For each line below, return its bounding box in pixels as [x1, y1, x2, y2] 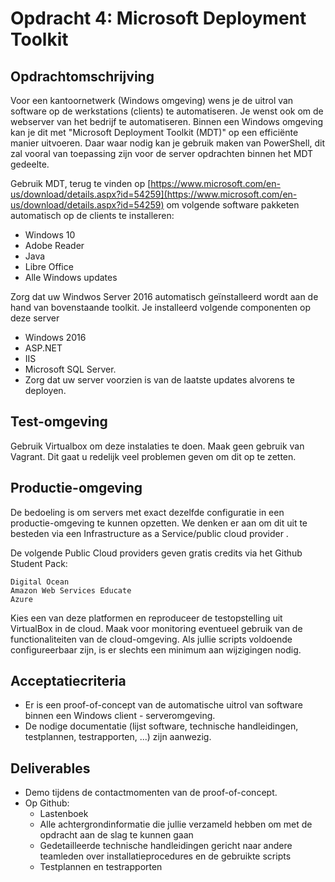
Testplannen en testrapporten [39, 861, 163, 873]
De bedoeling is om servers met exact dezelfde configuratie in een [10, 506, 285, 518]
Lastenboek [39, 808, 89, 820]
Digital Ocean [10, 577, 70, 587]
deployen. [24, 385, 67, 396]
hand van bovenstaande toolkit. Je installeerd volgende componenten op [10, 302, 311, 313]
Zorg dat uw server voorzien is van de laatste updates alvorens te [24, 374, 296, 386]
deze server [10, 312, 60, 324]
